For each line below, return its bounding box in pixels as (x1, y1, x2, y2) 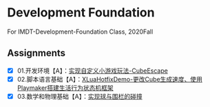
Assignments (7, 47, 66, 59)
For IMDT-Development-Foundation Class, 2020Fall (7, 27, 154, 36)
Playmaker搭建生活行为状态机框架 (17, 84, 114, 92)
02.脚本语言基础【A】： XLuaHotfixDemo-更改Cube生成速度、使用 (17, 75, 203, 83)
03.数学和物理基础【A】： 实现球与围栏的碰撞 (17, 92, 143, 100)
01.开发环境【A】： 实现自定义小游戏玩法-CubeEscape (17, 67, 169, 75)
